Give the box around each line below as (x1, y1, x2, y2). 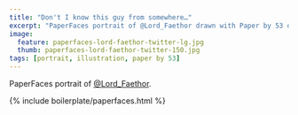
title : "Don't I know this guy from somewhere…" (9, 12, 192, 22)
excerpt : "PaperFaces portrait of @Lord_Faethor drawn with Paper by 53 (9, 21, 284, 30)
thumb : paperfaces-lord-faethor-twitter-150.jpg (17, 46, 200, 55)
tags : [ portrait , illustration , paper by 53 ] (9, 54, 180, 63)
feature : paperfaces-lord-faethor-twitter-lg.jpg (17, 37, 204, 47)
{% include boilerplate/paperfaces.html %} (9, 96, 166, 106)
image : (9, 29, 34, 38)
